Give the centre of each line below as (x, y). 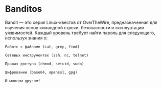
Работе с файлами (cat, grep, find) (42, 47)
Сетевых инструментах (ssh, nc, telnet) (47, 55)
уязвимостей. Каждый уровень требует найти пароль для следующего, (80, 33)
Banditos (24, 9)
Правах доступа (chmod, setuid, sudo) (45, 64)
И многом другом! (23, 81)
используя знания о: (26, 38)
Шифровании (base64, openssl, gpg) (41, 72)
